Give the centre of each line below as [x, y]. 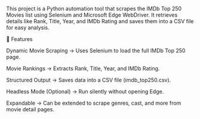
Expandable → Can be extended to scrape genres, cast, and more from [94, 103]
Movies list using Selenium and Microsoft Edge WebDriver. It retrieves [92, 15]
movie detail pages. [30, 109]
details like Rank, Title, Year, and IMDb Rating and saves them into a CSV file [100, 21]
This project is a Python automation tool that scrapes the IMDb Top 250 [94, 9]
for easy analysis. [28, 27]
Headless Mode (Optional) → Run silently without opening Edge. [85, 91]
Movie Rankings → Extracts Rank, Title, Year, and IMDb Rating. [83, 68]
